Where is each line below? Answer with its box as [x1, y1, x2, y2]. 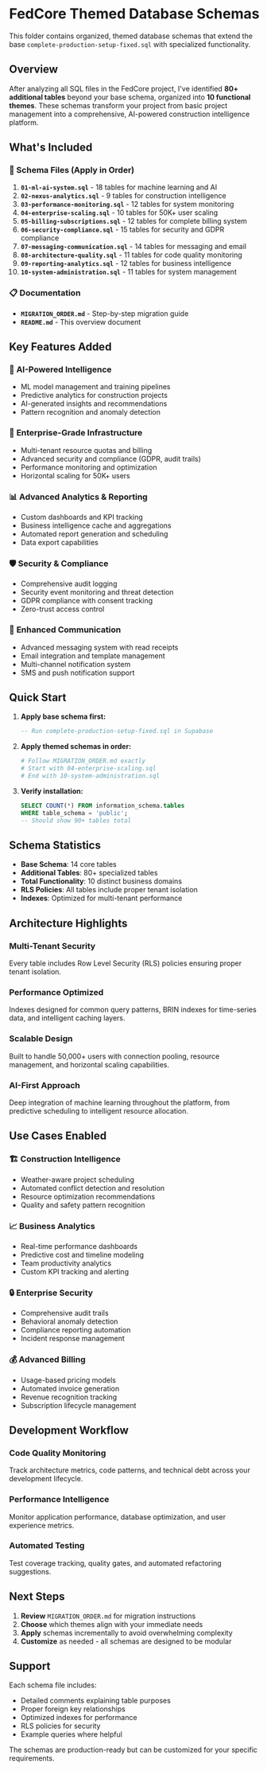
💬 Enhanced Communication [9, 624, 122, 635]
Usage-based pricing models [20, 1375, 117, 1385]
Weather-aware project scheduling [20, 1175, 134, 1184]
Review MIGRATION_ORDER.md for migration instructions [20, 1611, 196, 1621]
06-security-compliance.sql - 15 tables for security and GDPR [20, 224, 225, 235]
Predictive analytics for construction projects [20, 391, 168, 400]
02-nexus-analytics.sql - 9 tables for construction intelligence [20, 191, 226, 201]
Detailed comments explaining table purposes [20, 1696, 172, 1706]
